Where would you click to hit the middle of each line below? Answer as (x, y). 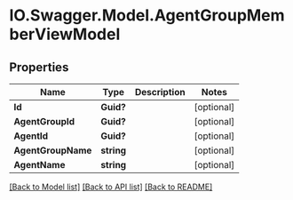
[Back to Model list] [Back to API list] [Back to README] (111, 187)
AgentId (31, 136)
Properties (39, 67)
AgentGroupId (44, 121)
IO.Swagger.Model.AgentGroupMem (147, 16)
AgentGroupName (53, 150)
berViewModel (65, 34)
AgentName (40, 165)
